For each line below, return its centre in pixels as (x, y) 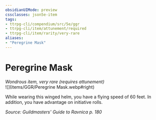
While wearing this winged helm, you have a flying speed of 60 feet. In (78, 97)
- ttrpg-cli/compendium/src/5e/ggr (43, 24)
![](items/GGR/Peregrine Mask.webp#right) (50, 87)
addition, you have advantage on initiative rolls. (54, 102)
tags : (11, 19)
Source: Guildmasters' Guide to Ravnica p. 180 (54, 112)
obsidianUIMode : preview (31, 10)
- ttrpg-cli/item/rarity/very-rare (43, 33)
